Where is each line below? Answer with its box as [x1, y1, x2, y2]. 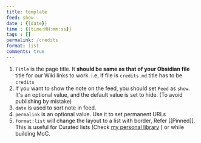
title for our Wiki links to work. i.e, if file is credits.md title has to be [15, 71, 183, 79]
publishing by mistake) [15, 97, 72, 105]
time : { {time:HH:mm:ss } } [6, 26, 72, 32]
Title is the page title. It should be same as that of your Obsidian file [15, 65, 190, 72]
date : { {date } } [6, 20, 47, 26]
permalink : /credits [6, 37, 59, 43]
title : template [6, 9, 47, 15]
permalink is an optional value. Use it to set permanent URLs [15, 110, 166, 117]
